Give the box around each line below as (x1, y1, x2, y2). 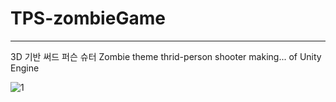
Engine (10, 62, 40, 74)
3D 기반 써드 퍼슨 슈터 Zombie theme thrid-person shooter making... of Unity (10, 50, 322, 62)
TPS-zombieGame (10, 7, 166, 30)
